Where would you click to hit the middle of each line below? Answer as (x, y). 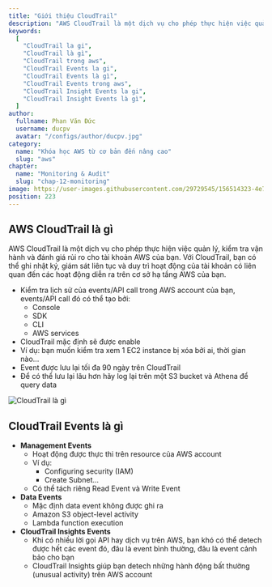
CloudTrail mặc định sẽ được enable (80, 342)
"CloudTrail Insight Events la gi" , (85, 91)
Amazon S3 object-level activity (85, 514)
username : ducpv (43, 129)
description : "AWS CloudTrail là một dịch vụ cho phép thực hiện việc (130, 23)
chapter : (23, 167)
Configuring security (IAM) (89, 471)
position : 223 (32, 196)
